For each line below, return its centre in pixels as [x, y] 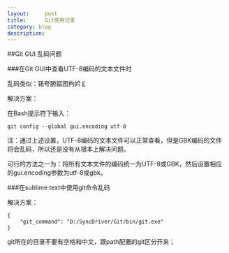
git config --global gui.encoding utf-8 [67, 127]
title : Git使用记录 [41, 20]
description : [26, 33]
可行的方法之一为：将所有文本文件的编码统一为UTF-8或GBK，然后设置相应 [114, 164]
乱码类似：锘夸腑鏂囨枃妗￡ [47, 84]
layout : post [32, 14]
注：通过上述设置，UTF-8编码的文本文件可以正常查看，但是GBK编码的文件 [114, 140]
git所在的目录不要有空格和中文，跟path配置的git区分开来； [91, 242]
